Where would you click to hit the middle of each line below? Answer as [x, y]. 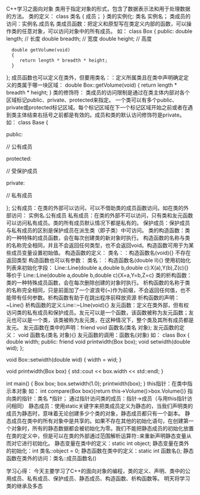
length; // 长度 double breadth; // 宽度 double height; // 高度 [79, 39]
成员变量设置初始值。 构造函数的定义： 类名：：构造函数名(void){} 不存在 [101, 253]
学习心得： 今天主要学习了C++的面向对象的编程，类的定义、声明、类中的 [96, 471]
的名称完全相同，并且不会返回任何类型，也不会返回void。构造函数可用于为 [97, 245]
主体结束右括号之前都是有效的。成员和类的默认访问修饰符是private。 [101, 115]
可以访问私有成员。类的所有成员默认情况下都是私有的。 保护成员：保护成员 [98, 223]
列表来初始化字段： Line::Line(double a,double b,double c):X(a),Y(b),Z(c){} [97, 268]
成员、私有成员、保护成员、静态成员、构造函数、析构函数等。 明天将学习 [101, 478]
